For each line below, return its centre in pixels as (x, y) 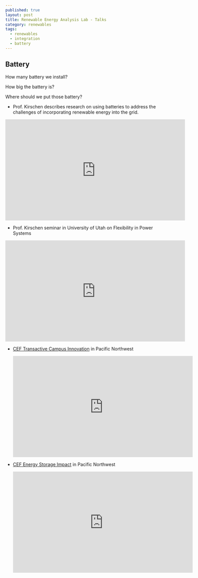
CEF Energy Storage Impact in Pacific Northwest (64, 464)
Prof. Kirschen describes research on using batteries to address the (84, 106)
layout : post (19, 15)
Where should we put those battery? (44, 97)
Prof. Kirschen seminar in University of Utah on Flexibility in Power (83, 228)
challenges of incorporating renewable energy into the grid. (76, 112)
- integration (25, 39)
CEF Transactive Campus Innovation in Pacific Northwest (73, 349)
